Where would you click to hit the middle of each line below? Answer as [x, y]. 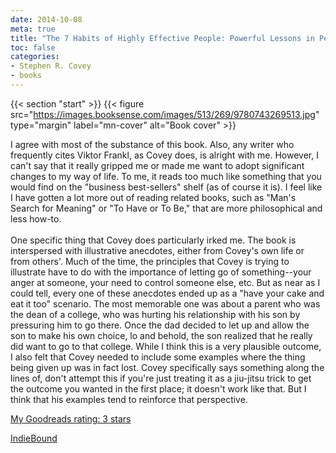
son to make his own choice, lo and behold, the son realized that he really [161, 335]
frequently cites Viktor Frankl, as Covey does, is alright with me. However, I [164, 155]
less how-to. [36, 218]
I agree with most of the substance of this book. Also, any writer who [152, 144]
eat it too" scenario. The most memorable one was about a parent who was [165, 303]
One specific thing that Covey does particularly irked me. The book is [153, 240]
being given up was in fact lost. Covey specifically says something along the [167, 367]
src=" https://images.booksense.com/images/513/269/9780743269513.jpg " [165, 114]
